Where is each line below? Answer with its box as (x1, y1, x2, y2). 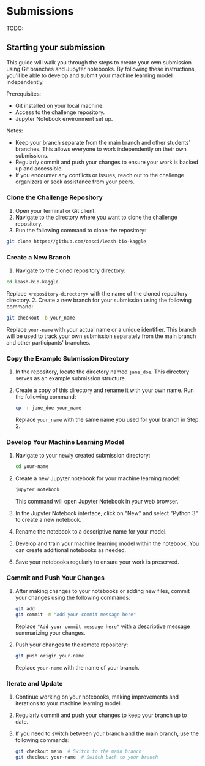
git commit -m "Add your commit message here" (15, 611, 136, 618)
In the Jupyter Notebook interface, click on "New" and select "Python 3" (15, 510, 198, 517)
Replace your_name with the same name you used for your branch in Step (15, 416, 199, 424)
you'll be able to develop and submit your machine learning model (6, 72, 173, 79)
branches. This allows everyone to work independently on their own (15, 145, 187, 153)
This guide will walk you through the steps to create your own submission (6, 58, 192, 66)
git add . (15, 606, 41, 612)
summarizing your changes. (15, 629, 86, 637)
